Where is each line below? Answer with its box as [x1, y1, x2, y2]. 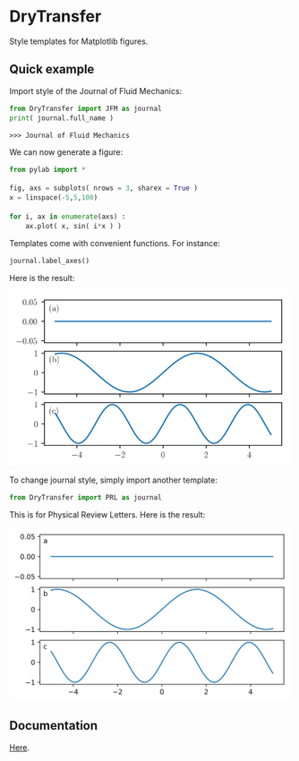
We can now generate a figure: [9, 146, 124, 158]
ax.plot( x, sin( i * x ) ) [25, 221, 123, 230]
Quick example [9, 62, 95, 77]
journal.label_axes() [9, 256, 90, 265]
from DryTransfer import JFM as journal [9, 104, 163, 113]
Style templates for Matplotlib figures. [9, 36, 149, 47]
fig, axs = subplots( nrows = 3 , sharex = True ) [9, 184, 199, 193]
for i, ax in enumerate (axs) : [9, 212, 126, 221]
